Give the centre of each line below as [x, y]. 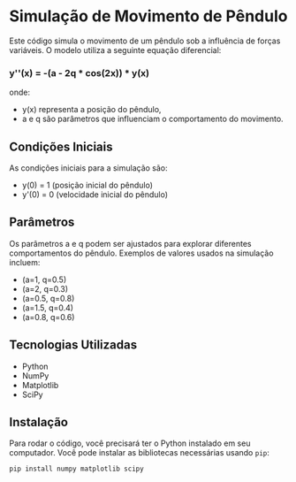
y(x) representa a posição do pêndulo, [91, 110]
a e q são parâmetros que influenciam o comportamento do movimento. [153, 119]
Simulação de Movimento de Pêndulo [148, 16]
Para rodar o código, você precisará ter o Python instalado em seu [130, 443]
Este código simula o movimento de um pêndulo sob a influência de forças [145, 41]
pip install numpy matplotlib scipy [76, 469]
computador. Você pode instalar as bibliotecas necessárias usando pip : [139, 453]
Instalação [39, 422]
